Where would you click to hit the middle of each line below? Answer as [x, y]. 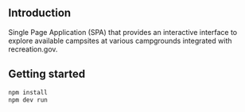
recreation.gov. [33, 49]
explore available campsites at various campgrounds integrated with [120, 41]
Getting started [47, 74]
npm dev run [28, 100]
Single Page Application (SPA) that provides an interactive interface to [123, 32]
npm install [28, 92]
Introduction [40, 13]
